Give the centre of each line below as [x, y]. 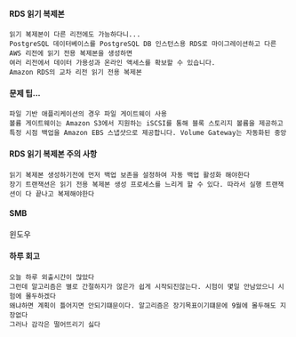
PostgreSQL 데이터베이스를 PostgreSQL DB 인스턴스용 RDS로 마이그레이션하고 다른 [143, 44]
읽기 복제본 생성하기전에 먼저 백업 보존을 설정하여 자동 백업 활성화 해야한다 [130, 175]
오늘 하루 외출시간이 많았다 [52, 277]
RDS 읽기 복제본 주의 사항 [53, 154]
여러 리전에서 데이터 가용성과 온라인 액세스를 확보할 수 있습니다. [112, 63]
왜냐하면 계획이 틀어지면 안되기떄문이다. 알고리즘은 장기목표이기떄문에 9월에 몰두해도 [143, 306]
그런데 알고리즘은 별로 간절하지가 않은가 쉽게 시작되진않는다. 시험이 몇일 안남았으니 [142, 287]
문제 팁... [25, 92]
